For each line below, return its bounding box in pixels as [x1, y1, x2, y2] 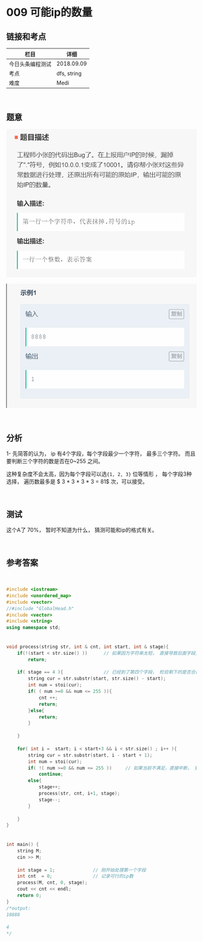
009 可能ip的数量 [6, 5, 92, 19]
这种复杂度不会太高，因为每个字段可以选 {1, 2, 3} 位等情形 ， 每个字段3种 [6, 470, 192, 478]
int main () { [6, 842, 39, 848]
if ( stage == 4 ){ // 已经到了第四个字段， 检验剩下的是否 [17, 669, 192, 675]
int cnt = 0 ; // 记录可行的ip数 [17, 873, 134, 880]
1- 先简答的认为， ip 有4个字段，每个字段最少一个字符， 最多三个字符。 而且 [6, 450, 196, 457]
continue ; [38, 771, 63, 778]
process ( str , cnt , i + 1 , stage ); [38, 790, 120, 797]
